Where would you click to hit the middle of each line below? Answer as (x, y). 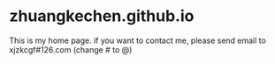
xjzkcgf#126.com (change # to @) (71, 49)
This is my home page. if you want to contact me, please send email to (138, 40)
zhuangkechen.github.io (102, 16)
